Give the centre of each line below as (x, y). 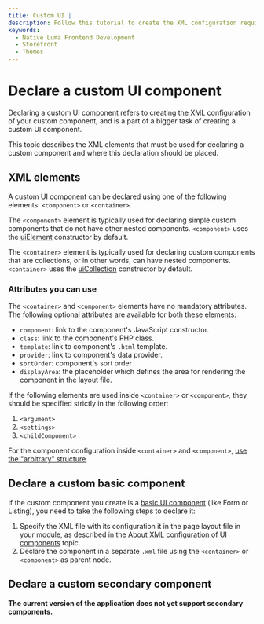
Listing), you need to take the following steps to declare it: (102, 511)
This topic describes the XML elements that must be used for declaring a (126, 144)
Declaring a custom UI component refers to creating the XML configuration (129, 112)
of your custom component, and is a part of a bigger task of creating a (122, 121)
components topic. (50, 542)
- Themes (29, 52)
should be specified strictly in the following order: (88, 404)
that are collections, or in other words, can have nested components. (119, 260)
